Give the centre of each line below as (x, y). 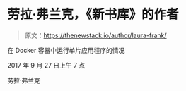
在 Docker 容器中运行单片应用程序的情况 (66, 50)
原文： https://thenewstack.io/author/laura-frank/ (96, 35)
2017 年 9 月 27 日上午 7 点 (46, 65)
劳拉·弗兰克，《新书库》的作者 (93, 14)
